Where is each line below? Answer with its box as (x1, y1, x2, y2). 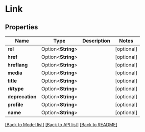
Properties (5, 23, 38, 31)
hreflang (7, 62, 28, 68)
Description (82, 38, 110, 44)
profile (7, 101, 24, 108)
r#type (7, 86, 24, 92)
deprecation (7, 93, 37, 100)
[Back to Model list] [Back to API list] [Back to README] (5, 122, 118, 128)
